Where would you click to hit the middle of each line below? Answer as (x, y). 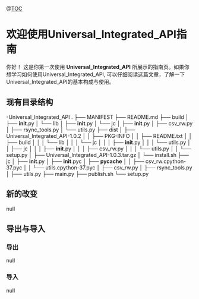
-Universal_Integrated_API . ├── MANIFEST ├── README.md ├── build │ (97, 117)
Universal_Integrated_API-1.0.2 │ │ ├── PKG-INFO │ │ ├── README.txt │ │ (99, 136)
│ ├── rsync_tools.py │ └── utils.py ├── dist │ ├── (71, 130)
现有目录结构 (30, 103)
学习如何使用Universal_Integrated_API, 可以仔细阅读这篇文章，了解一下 (98, 74)
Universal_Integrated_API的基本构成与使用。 (60, 81)
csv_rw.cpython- (166, 161)
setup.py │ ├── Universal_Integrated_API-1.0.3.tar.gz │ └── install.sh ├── (98, 155)
